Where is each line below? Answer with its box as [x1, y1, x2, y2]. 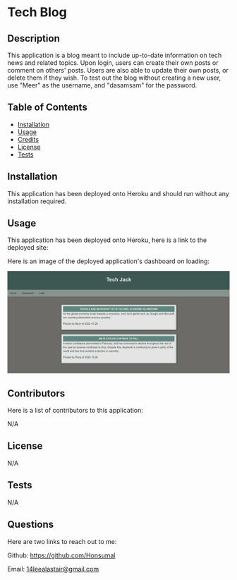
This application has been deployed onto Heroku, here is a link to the [7, 236, 207, 244]
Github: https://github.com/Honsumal [7, 551, 116, 560]
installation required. [7, 197, 67, 205]
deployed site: [7, 243, 49, 252]
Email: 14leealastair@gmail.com [7, 564, 99, 573]
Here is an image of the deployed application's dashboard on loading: [7, 257, 210, 265]
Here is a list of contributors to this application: [7, 406, 143, 415]
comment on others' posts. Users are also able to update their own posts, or [7, 66, 229, 74]
